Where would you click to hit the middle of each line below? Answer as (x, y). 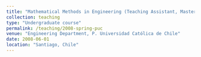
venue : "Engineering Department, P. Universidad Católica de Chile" (93, 34)
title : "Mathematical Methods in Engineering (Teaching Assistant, (92, 12)
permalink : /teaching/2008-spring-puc (54, 28)
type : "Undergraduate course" (44, 23)
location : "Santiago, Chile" (42, 45)
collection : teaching (33, 17)
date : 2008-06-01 (28, 39)
